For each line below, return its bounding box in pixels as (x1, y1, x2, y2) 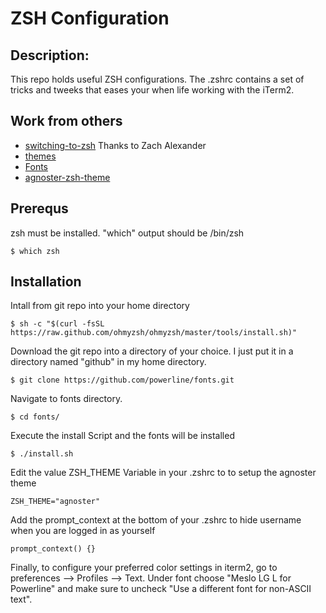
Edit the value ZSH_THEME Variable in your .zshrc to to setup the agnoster (10, 467, 317, 479)
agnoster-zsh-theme (24, 171, 111, 183)
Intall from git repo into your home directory (10, 300, 190, 312)
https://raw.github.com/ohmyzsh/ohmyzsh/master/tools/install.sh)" (10, 328, 298, 338)
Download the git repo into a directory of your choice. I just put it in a (10, 345, 294, 357)
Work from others (10, 113, 123, 130)
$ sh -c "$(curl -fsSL (10, 319, 105, 329)
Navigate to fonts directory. (10, 393, 123, 405)
